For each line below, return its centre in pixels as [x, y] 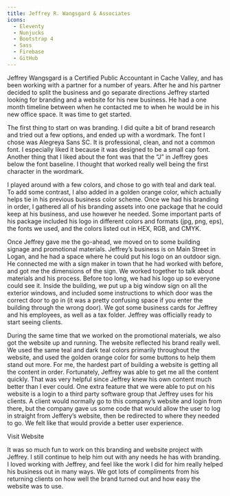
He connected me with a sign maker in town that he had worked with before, [115, 263]
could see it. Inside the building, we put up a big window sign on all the [107, 285]
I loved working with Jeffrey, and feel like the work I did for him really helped [115, 464]
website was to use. [35, 486]
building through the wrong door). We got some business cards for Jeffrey [112, 307]
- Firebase [29, 52]
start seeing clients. [35, 322]
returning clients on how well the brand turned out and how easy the [104, 479]
